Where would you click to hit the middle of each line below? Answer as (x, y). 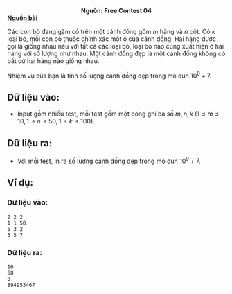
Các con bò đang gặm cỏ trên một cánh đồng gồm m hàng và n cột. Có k (111, 32)
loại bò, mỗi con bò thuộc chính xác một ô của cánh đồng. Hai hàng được (112, 39)
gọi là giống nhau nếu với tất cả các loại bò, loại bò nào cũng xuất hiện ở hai (115, 46)
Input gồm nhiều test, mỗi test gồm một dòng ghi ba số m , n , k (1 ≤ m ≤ (118, 114)
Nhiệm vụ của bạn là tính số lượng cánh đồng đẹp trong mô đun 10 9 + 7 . (109, 75)
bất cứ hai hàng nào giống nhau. (53, 61)
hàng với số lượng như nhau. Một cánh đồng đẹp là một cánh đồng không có (116, 53)
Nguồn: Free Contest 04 (116, 11)
